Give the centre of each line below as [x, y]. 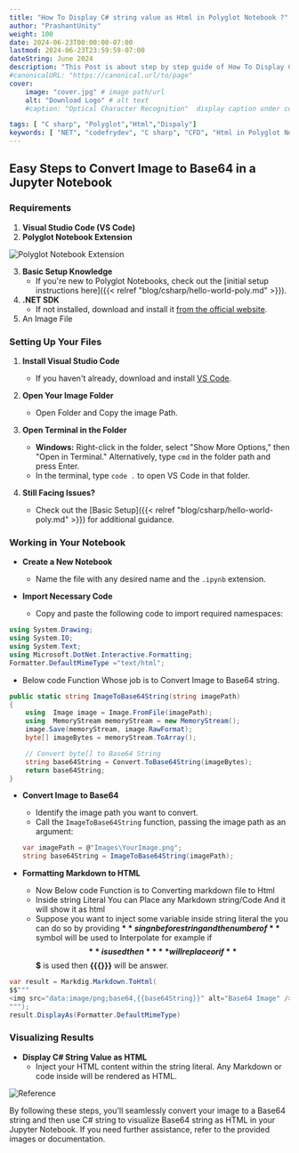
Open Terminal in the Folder [74, 430]
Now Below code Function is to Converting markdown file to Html [155, 891]
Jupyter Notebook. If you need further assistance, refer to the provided [140, 1129]
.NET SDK [40, 300]
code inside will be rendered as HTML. [106, 1076]
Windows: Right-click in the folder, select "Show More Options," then [162, 447]
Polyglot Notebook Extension [77, 237]
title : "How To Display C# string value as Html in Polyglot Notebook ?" [149, 17]
